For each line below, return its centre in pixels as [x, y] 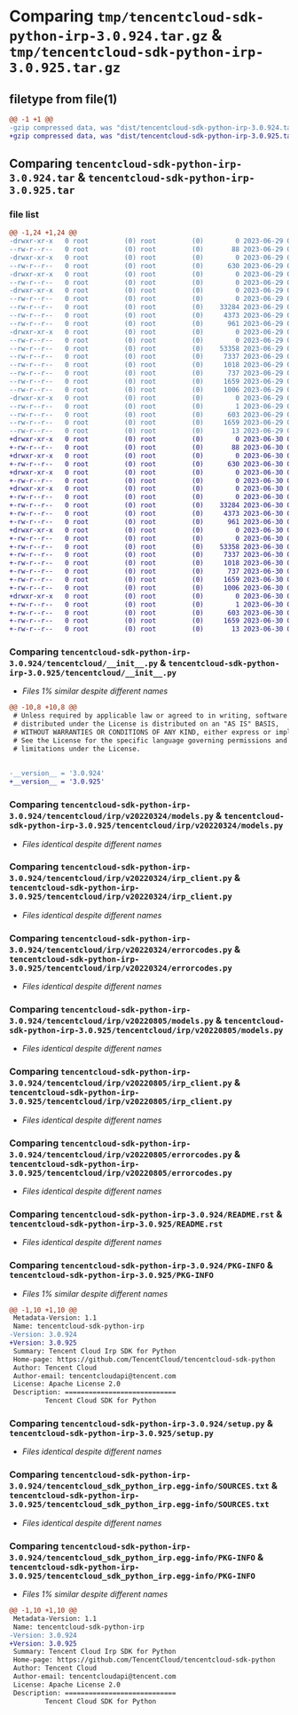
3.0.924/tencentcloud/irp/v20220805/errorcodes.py [121, 1155]
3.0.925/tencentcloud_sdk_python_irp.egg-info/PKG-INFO [132, 1576]
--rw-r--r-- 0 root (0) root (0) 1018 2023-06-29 [146, 365]
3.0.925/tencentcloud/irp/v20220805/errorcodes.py [121, 1173]
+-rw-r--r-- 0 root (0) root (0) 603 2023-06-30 [146, 613]
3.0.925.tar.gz [65, 68]
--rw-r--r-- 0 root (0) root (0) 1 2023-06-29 [146, 406]
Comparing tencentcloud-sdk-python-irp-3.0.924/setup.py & [141, 1424]
